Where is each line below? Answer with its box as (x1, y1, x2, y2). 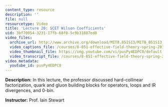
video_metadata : (5, 58, 39, 63)
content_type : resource (5, 7, 55, 12)
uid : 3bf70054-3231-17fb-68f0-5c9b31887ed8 (5, 30, 97, 35)
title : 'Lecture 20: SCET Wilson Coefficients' (5, 26, 106, 31)
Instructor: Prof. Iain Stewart (5, 97, 64, 103)
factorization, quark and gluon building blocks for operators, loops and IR (5, 82, 156, 88)
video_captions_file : (9, 44, 55, 49)
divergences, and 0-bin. (5, 87, 55, 93)
